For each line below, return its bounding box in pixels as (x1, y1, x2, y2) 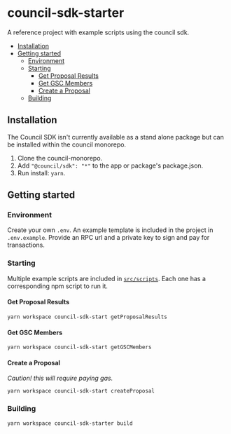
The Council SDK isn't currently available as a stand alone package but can (7, 133, 224, 141)
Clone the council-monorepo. (17, 154, 103, 162)
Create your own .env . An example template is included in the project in (7, 226, 213, 234)
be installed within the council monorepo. (7, 140, 127, 149)
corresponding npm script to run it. (7, 282, 108, 290)
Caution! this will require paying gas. (7, 374, 113, 383)
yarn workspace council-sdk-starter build (7, 419, 133, 427)
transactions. (7, 240, 45, 250)
